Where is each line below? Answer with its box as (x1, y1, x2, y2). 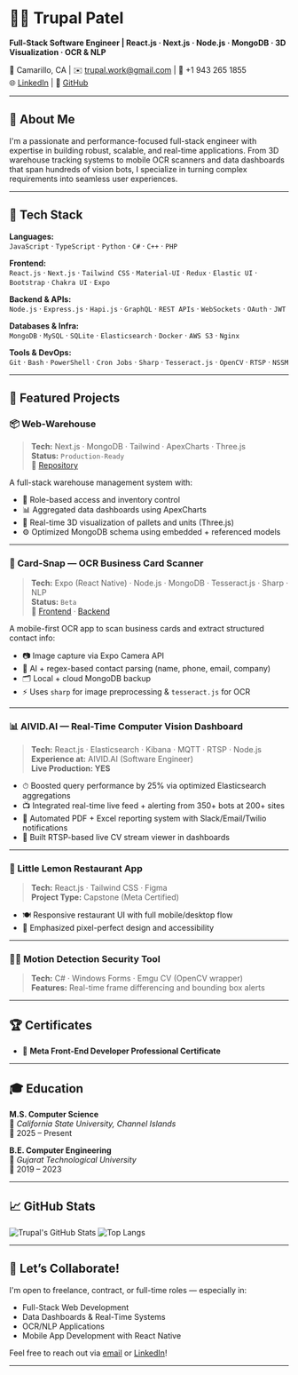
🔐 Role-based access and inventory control (21, 495, 180, 505)
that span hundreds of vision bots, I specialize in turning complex (9, 163, 247, 174)
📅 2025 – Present (9, 1128, 73, 1139)
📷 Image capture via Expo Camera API (21, 650, 165, 661)
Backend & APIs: (9, 293, 72, 305)
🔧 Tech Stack (9, 208, 83, 223)
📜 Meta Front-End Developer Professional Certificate (21, 1045, 222, 1056)
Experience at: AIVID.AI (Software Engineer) (30, 753, 193, 764)
